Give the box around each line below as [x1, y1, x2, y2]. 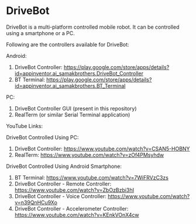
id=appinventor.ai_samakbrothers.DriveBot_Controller [14, 70, 143, 77]
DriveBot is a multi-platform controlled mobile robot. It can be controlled [6, 23, 180, 30]
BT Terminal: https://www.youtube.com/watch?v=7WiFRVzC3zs [14, 174, 169, 181]
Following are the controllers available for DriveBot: [6, 41, 130, 48]
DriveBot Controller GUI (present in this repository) [14, 105, 137, 112]
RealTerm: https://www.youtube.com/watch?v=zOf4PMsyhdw [14, 151, 164, 158]
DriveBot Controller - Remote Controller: [14, 180, 112, 187]
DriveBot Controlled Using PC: [6, 133, 79, 141]
